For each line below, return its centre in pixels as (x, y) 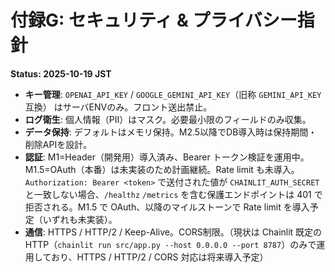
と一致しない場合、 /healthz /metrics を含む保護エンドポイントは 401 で (173, 194)
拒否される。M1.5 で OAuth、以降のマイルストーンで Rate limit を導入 (167, 207)
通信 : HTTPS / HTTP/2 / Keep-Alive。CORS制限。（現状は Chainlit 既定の (173, 232)
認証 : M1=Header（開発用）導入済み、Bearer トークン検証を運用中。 (167, 157)
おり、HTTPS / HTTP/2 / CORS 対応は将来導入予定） (159, 257)
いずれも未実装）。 (80, 219)
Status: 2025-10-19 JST (61, 73)
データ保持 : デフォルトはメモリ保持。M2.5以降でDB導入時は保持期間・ (171, 132)
